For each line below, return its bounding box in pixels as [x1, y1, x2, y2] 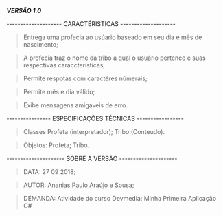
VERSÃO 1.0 [6, 7, 42, 14]
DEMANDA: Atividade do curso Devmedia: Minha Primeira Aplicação [23, 195, 217, 202]
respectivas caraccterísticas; [23, 61, 106, 69]
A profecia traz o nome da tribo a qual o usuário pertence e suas [23, 54, 207, 62]
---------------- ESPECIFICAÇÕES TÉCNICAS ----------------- [6, 114, 185, 122]
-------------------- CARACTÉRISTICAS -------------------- [6, 20, 176, 28]
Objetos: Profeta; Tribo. [23, 141, 90, 149]
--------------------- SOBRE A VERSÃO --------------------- [6, 155, 178, 162]
